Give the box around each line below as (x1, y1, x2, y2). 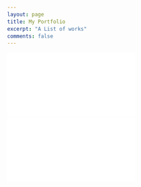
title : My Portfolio (7, 18, 66, 25)
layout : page (7, 11, 44, 18)
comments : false (7, 33, 53, 40)
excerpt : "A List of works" (7, 25, 88, 32)
